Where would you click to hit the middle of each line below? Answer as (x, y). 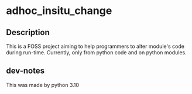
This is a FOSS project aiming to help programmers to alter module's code (95, 46)
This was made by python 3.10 (43, 85)
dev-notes (25, 71)
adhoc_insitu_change (59, 11)
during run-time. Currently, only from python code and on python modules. (97, 53)
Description (28, 32)
